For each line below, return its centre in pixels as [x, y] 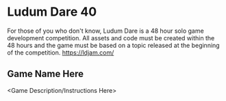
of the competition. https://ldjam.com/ [61, 53]
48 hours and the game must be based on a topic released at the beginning [114, 45]
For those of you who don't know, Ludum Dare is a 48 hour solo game [105, 31]
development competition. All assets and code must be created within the [111, 38]
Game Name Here [46, 74]
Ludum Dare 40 [52, 12]
